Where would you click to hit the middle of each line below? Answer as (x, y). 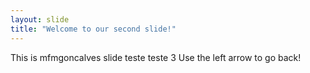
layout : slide (40, 19)
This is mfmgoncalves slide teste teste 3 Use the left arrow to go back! (156, 57)
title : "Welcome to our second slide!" (93, 29)
